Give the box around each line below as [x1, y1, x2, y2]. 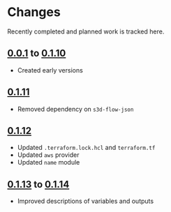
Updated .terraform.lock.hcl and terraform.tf [17, 144, 156, 152]
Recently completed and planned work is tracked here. [7, 27, 165, 36]
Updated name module [17, 158, 80, 167]
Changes [7, 4, 61, 20]
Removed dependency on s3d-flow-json [17, 105, 134, 113]
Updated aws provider [17, 151, 80, 159]
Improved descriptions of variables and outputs [17, 197, 154, 206]
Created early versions [17, 66, 84, 74]
